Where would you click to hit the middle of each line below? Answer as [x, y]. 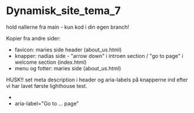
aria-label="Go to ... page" [47, 103]
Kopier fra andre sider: [33, 38]
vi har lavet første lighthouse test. [47, 85]
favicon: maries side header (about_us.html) [68, 49]
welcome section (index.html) [50, 62]
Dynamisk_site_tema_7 [63, 11]
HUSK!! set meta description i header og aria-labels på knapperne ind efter [97, 80]
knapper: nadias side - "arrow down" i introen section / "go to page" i [99, 56]
